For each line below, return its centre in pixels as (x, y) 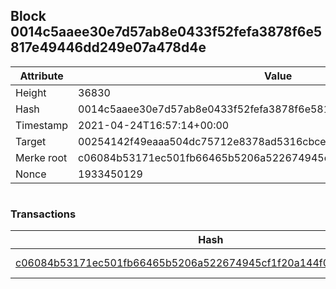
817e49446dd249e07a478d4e (108, 47)
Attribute (41, 76)
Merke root (41, 157)
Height (31, 92)
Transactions (43, 214)
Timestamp (42, 125)
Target (31, 141)
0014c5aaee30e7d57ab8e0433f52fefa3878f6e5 (166, 32)
